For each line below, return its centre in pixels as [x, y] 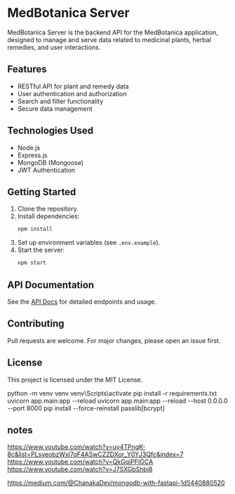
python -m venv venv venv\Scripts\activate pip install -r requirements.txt [112, 393]
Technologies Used [50, 131]
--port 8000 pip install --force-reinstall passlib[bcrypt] [86, 408]
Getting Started [42, 192]
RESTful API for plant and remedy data [73, 86]
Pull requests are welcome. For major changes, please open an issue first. [114, 340]
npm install [35, 229]
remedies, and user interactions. [54, 47]
